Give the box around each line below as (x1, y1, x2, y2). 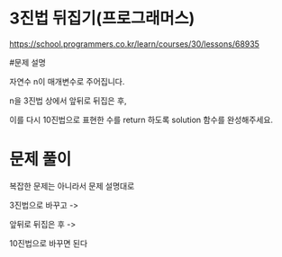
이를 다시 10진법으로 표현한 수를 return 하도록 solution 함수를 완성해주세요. (9, 114, 273, 125)
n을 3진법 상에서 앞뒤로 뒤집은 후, (9, 95, 128, 106)
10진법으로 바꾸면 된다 (9, 237, 88, 248)
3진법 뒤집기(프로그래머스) (9, 8, 196, 29)
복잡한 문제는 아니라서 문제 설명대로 (9, 181, 135, 191)
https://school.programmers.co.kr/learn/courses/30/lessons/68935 (9, 38, 259, 49)
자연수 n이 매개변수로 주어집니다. (9, 75, 125, 86)
